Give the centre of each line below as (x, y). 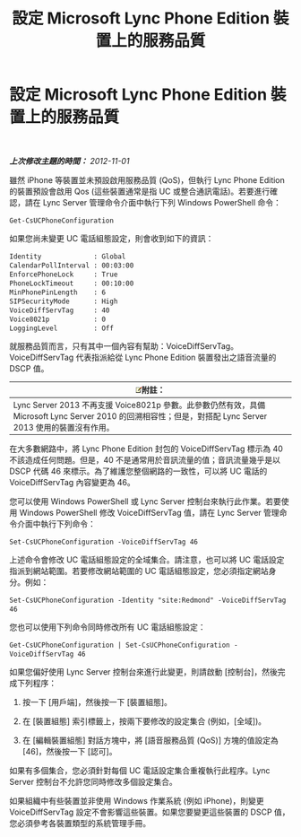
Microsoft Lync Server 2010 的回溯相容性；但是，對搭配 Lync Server (140, 416)
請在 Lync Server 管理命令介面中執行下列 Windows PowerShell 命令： (153, 202)
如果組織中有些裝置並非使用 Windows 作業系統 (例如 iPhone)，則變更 (137, 801)
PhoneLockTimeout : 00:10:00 (72, 283)
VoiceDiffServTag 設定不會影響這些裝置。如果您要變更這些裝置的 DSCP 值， (150, 812)
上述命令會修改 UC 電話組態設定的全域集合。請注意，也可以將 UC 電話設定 (147, 560)
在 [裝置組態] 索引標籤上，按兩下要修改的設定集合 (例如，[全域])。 (144, 721)
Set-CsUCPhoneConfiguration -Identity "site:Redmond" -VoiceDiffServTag (148, 601)
